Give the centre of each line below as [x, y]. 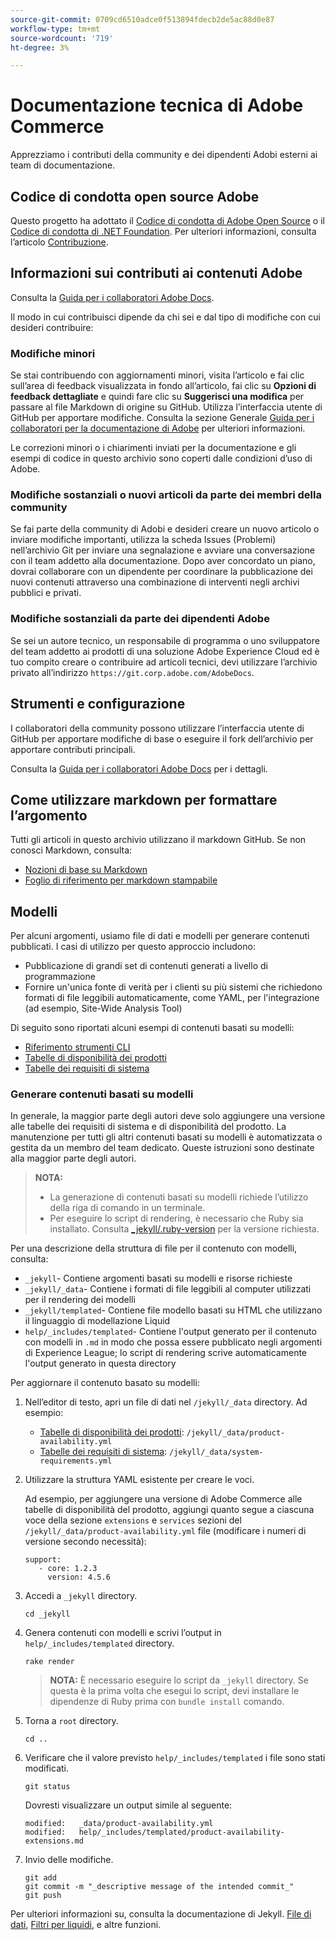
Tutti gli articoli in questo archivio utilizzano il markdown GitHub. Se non [158, 840]
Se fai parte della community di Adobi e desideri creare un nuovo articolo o [165, 529]
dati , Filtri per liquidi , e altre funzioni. [86, 1925]
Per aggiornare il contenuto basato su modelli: [105, 1383]
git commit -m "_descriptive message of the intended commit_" [159, 1887]
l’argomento [49, 815]
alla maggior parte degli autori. [73, 1158]
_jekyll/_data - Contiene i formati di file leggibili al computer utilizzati [168, 1289]
